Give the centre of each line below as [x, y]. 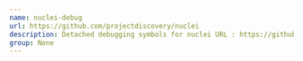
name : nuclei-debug [46, 17]
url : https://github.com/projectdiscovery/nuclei [105, 26]
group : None [32, 43]
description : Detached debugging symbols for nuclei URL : [123, 34]
